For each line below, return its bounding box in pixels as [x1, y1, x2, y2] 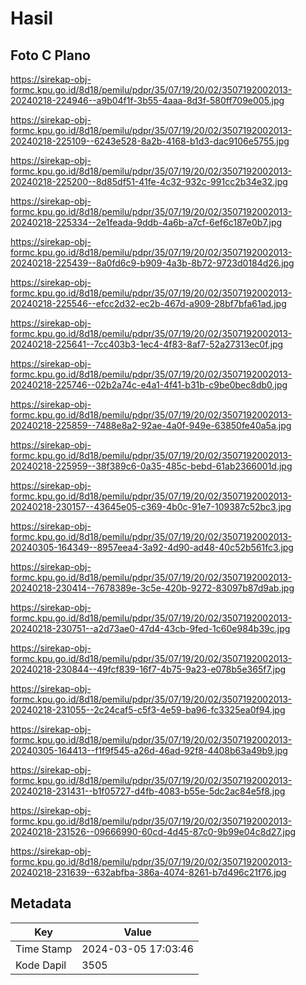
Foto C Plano [10, 47, 91, 64]
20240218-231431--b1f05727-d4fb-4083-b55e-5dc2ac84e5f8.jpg [10, 785, 286, 797]
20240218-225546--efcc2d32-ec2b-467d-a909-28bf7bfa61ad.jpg [10, 298, 287, 309]
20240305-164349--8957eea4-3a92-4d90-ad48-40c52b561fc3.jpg [10, 542, 294, 553]
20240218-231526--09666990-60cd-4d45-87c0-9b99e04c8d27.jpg [10, 826, 297, 837]
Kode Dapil [15, 958, 67, 972]
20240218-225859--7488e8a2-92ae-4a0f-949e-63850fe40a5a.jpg [10, 420, 292, 431]
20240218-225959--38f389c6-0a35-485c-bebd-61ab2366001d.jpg [10, 460, 293, 472]
